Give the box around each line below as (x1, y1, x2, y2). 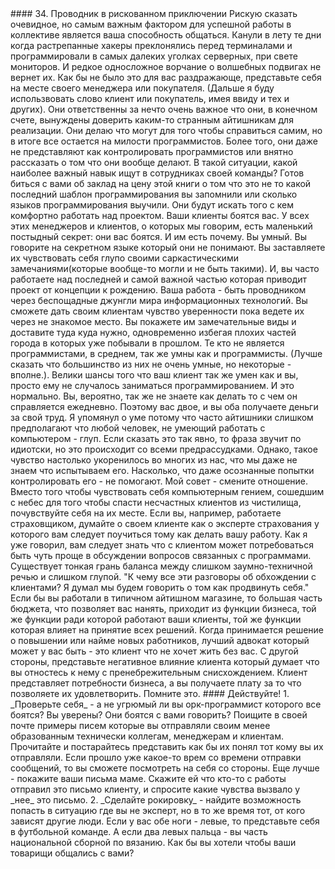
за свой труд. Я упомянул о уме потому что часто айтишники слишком (10, 412, 314, 423)
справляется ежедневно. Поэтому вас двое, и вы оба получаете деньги (10, 401, 319, 412)
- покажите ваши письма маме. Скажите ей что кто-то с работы (10, 773, 287, 784)
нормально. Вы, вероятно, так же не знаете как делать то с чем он (10, 390, 298, 402)
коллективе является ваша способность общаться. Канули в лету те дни (10, 29, 322, 41)
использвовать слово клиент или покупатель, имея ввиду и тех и (10, 93, 290, 104)
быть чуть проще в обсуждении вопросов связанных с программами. (10, 550, 312, 561)
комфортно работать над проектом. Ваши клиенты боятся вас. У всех (10, 210, 310, 221)
